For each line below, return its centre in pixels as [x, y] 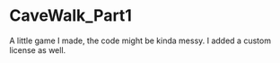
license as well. [38, 49]
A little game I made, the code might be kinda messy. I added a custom [140, 40]
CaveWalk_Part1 [71, 16]
